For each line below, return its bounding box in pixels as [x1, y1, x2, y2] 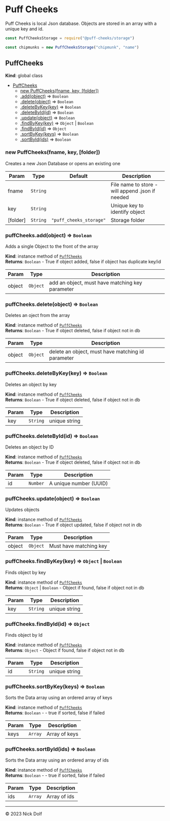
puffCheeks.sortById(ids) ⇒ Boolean [5, 746, 96, 753]
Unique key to [110, 202, 144, 209]
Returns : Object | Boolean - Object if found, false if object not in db [5, 584, 144, 590]
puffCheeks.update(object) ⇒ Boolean [5, 495, 100, 502]
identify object [110, 208, 145, 215]
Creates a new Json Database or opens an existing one [5, 160, 120, 166]
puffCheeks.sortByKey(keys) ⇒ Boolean [5, 683, 105, 690]
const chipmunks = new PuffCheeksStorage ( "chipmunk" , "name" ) [5, 45, 139, 50]
